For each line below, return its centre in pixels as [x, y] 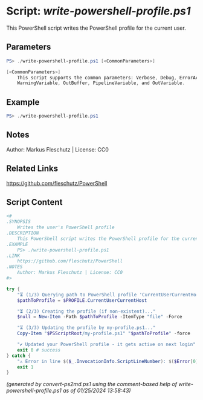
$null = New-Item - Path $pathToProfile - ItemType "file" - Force [100, 317]
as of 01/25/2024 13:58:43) [97, 391]
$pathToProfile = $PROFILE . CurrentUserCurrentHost [82, 300]
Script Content [34, 202]
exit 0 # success [39, 350]
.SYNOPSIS [19, 222]
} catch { [19, 356]
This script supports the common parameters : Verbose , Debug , [97, 78]
